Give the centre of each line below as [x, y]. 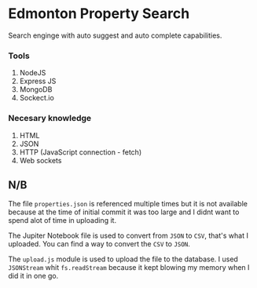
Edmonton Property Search [99, 14]
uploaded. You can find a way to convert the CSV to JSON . [99, 244]
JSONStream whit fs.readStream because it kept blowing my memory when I [129, 268]
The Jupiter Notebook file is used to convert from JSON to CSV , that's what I [128, 235]
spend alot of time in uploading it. [62, 221]
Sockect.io [37, 98]
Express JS [38, 81]
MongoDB [36, 89]
